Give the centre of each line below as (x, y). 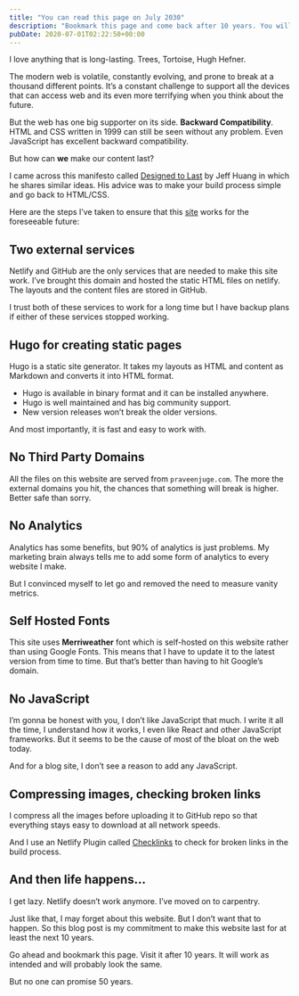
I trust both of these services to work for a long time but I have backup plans (149, 308)
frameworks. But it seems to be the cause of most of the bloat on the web (144, 739)
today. (21, 749)
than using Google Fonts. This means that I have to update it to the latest (142, 652)
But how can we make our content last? (81, 159)
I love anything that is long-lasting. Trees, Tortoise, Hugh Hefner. (128, 60)
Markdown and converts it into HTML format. (92, 376)
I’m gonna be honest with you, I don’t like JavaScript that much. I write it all (146, 720)
